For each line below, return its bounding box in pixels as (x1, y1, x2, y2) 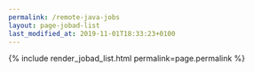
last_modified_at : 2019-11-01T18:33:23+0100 (8, 29, 176, 38)
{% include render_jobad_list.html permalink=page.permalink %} (8, 54, 246, 64)
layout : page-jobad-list (8, 21, 100, 30)
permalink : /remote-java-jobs (8, 12, 121, 22)
